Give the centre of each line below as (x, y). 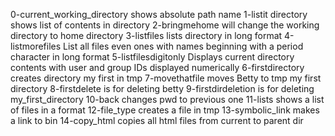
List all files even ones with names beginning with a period (183, 46)
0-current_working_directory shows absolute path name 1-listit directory (159, 14)
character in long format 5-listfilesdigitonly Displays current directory (152, 57)
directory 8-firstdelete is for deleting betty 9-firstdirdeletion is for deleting (162, 88)
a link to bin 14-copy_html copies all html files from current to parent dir (157, 120)
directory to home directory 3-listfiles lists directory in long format (146, 35)
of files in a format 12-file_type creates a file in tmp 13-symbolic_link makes (165, 110)
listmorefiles (36, 46)
